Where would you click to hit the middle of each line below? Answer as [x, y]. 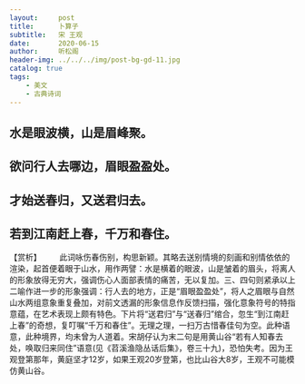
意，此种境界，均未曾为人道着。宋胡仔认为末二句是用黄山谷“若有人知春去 [147, 337]
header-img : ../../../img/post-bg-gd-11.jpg [95, 60]
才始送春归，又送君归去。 [81, 200]
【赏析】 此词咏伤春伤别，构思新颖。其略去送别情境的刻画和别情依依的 [150, 257]
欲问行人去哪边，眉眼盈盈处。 [93, 167]
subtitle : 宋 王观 [46, 34]
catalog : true [36, 69]
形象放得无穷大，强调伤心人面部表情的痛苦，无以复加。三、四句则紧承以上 [156, 280]
